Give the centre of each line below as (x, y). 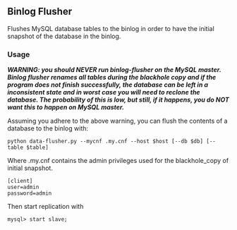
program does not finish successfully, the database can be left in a (108, 85)
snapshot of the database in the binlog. (64, 36)
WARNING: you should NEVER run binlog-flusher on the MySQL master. (114, 70)
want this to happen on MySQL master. (66, 107)
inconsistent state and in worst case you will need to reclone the (104, 92)
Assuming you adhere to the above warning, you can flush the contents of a (117, 121)
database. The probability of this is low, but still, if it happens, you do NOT (118, 100)
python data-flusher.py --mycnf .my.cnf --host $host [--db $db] (105, 141)
